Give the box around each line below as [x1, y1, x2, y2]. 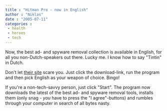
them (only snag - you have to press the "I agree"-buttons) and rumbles [5, 94, 153, 100]
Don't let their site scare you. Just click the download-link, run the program [5, 69, 160, 75]
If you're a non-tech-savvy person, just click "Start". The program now [5, 84, 151, 90]
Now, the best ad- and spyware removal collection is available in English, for [5, 48, 162, 55]
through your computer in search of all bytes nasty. [5, 100, 111, 106]
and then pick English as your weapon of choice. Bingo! [5, 74, 120, 80]
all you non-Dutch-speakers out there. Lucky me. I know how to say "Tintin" [5, 54, 162, 60]
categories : [5, 21, 32, 26]
